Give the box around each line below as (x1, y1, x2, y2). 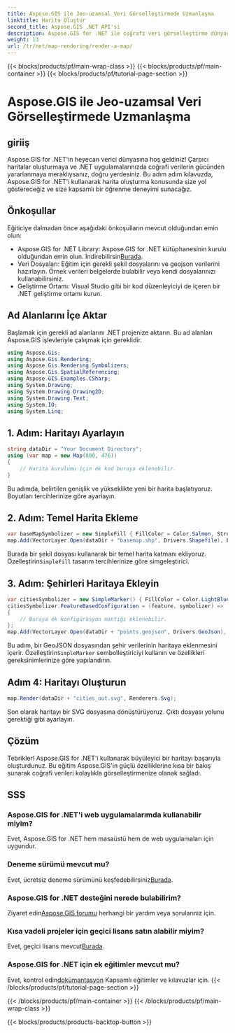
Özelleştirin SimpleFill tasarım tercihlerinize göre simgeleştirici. (7, 557, 190, 565)
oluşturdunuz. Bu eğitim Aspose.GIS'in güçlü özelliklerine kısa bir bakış (7, 761, 211, 770)
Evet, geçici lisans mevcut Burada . (7, 942, 105, 950)
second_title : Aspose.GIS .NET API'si (7, 23, 120, 30)
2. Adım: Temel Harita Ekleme (7, 512, 138, 523)
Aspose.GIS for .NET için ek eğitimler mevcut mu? (7, 960, 180, 969)
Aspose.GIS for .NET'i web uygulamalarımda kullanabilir (7, 810, 201, 820)
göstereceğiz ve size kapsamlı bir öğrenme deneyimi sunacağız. (7, 185, 192, 193)
